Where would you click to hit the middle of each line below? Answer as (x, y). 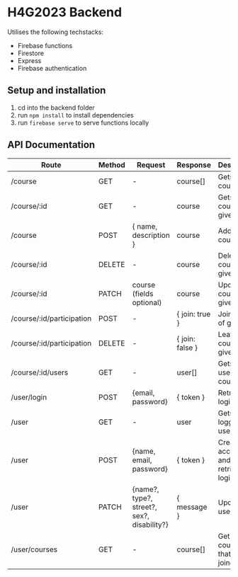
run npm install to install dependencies (75, 115)
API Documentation (51, 145)
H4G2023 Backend (65, 12)
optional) (147, 302)
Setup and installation (57, 90)
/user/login (29, 397)
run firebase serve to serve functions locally (83, 122)
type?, (143, 498)
